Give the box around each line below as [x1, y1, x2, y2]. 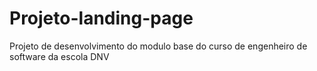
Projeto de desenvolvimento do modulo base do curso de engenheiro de [9, 40, 308, 52]
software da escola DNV [9, 50, 110, 62]
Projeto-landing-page [9, 7, 194, 30]
